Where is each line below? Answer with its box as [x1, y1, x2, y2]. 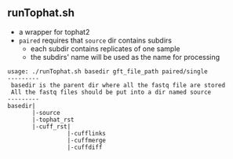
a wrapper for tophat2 [18, 27, 90, 36]
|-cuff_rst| [31, 122, 71, 131]
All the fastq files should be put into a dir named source [10, 88, 212, 96]
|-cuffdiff [67, 143, 103, 151]
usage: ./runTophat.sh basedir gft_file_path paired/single [7, 67, 209, 76]
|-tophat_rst [31, 116, 75, 124]
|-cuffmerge [67, 136, 107, 144]
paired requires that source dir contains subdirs [18, 35, 172, 45]
